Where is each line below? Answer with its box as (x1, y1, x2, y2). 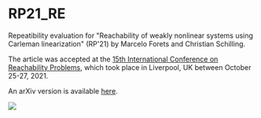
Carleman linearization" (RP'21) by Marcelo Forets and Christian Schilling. (8, 39, 246, 48)
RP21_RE (8, 5, 66, 23)
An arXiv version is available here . (8, 86, 118, 95)
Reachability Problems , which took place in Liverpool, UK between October (8, 62, 252, 72)
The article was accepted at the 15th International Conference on (8, 54, 219, 64)
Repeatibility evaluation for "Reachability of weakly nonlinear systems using (8, 31, 254, 40)
